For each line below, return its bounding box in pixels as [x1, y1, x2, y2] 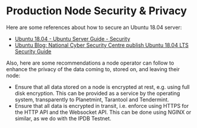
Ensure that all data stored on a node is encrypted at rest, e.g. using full [14, 83, 190, 90]
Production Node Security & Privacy [6, 4, 187, 18]
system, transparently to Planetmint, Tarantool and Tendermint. [14, 96, 169, 103]
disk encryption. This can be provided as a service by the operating [14, 89, 180, 97]
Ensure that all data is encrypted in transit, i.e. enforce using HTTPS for [14, 102, 189, 109]
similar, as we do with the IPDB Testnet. [14, 114, 112, 122]
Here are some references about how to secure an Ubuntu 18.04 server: [6, 24, 182, 31]
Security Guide [14, 47, 52, 55]
